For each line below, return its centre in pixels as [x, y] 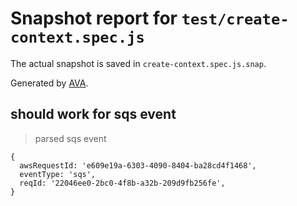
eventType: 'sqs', [58, 174]
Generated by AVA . [49, 83]
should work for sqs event [93, 114]
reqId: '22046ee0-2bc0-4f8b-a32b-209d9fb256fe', [122, 183]
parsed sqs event [70, 138]
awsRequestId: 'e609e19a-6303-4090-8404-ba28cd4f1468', [138, 165]
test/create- [235, 19]
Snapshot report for [94, 18]
